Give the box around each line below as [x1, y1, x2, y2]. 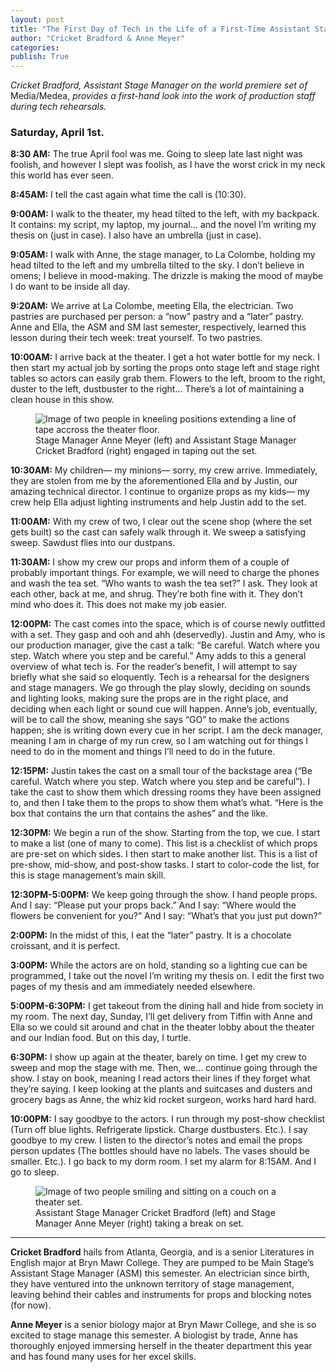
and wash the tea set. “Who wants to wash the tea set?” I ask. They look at [10, 577, 318, 590]
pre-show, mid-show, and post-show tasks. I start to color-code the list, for [10, 859, 320, 871]
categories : [10, 42, 60, 53]
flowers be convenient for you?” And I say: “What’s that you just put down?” [10, 910, 322, 922]
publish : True [10, 52, 70, 62]
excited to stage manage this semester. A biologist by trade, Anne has [10, 1329, 298, 1341]
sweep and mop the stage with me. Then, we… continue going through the [10, 1062, 318, 1074]
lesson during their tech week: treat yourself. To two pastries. [10, 332, 263, 344]
